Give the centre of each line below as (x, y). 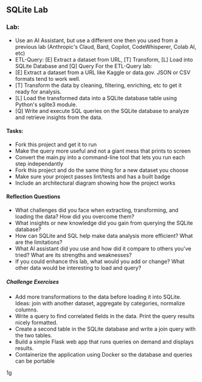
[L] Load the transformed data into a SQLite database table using (96, 98)
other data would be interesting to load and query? (78, 268)
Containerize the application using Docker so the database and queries (103, 355)
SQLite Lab (27, 10)
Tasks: (15, 131)
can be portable (35, 361)
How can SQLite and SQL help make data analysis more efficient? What (104, 236)
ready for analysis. (38, 91)
